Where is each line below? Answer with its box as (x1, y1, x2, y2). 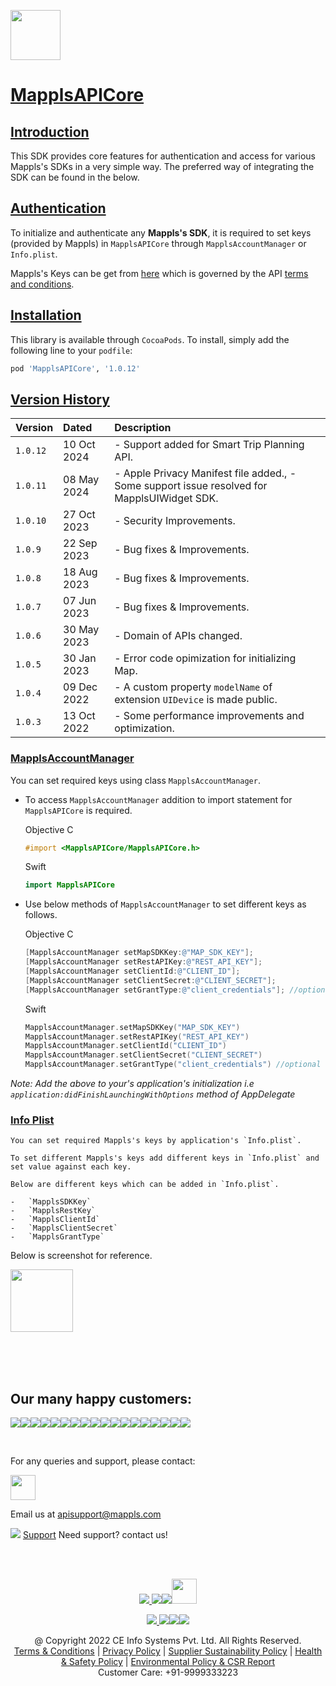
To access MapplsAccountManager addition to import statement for (24, 793, 293, 805)
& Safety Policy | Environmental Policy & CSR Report (60, 1656, 276, 1668)
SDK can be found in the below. (10, 171, 140, 183)
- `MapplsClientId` (10, 1215, 101, 1225)
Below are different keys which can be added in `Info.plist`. (10, 1180, 280, 1190)
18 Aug (63, 565, 98, 579)
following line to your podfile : (10, 344, 133, 356)
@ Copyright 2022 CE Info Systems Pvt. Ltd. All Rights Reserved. (34, 1635, 302, 1647)
